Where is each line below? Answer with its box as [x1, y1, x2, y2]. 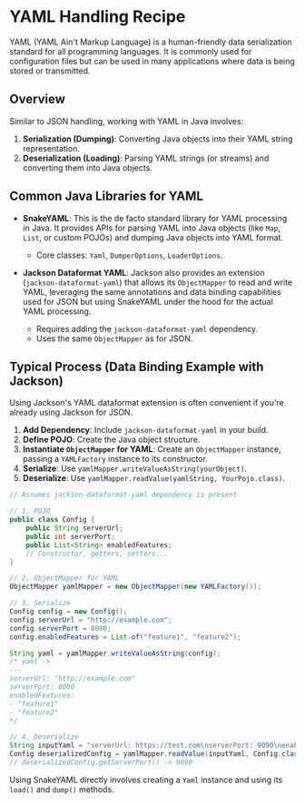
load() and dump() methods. [9, 783, 115, 795]
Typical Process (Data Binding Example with [9, 358, 264, 374]
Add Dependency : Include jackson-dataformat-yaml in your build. [22, 425, 269, 436]
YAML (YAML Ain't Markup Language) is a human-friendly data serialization [9, 36, 292, 47]
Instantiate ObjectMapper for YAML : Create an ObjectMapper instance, [22, 444, 281, 455]
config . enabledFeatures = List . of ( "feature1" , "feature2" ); [9, 632, 242, 642]
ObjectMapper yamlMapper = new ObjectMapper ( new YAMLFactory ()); [9, 583, 261, 592]
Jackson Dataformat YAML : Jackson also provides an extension [22, 267, 265, 278]
